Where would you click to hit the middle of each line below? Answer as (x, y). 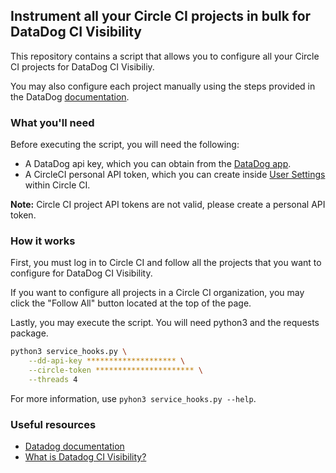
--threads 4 (53, 380)
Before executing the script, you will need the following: (125, 145)
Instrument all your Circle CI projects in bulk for (161, 16)
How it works (43, 241)
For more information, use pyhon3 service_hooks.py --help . (133, 398)
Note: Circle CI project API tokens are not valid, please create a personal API (168, 205)
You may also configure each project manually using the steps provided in (163, 86)
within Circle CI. (57, 185)
